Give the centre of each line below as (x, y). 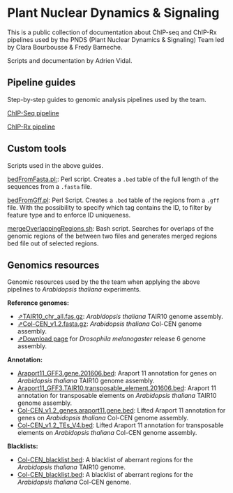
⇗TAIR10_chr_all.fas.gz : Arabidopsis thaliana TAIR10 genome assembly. (120, 317)
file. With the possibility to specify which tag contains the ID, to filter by (110, 207)
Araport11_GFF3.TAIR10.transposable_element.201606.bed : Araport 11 (116, 388)
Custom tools (37, 149)
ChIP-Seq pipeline (33, 113)
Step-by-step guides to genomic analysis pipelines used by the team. (107, 99)
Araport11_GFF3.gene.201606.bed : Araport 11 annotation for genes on (117, 373)
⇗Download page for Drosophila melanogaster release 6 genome (111, 339)
